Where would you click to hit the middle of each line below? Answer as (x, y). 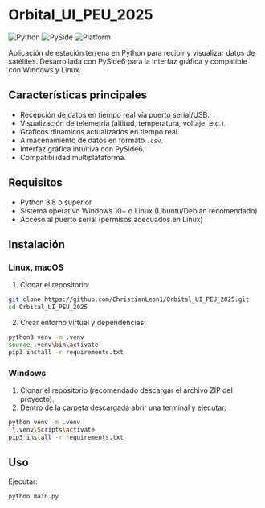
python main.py (34, 497)
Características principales (77, 95)
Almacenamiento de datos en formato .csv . (92, 140)
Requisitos (35, 183)
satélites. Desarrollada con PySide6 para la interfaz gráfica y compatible (128, 61)
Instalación (37, 244)
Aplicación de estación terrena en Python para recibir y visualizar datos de (132, 52)
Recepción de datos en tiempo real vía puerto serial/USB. (115, 114)
